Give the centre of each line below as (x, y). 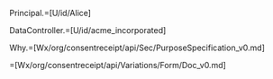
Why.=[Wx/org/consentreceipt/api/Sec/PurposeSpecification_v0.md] (137, 48)
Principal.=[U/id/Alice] (50, 13)
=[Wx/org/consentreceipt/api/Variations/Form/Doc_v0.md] (118, 65)
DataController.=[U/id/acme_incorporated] (88, 30)
